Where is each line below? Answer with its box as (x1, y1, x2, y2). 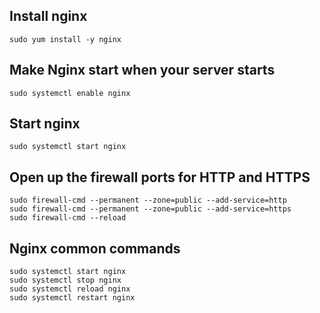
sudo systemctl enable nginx (9, 88, 131, 98)
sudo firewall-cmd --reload (9, 213, 127, 223)
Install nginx (9, 8, 88, 25)
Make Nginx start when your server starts (9, 62, 276, 79)
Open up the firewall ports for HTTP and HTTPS (9, 169, 311, 186)
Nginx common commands (9, 240, 181, 257)
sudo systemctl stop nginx (9, 275, 122, 286)
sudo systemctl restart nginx (9, 293, 136, 303)
